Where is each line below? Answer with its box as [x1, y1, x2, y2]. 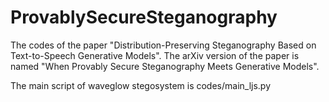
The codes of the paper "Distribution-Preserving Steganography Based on [10, 39, 317, 51]
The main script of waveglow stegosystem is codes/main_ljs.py [10, 79, 272, 91]
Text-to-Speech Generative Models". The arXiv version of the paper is [10, 49, 300, 61]
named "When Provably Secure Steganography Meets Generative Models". [10, 60, 320, 72]
